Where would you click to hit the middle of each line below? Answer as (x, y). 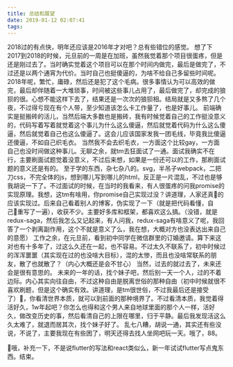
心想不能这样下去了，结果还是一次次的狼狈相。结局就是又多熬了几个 (128, 99)
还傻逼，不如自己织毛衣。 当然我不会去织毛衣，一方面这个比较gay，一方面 (114, 142)
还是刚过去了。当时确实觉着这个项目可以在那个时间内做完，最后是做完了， (113, 65)
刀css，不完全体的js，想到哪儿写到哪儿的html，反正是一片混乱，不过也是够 (115, 177)
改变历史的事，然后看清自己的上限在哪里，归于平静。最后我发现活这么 (126, 316)
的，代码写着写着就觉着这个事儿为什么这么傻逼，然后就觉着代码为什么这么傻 (116, 125)
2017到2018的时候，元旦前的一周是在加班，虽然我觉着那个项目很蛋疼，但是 (115, 56)
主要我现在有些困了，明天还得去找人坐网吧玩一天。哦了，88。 (132, 333)
